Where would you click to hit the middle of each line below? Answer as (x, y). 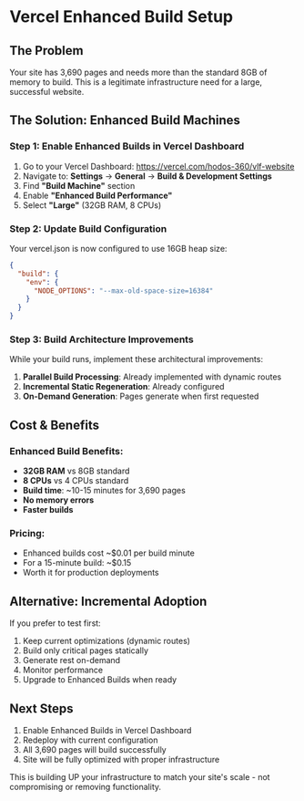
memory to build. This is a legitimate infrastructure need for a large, (136, 82)
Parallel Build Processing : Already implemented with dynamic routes (152, 377)
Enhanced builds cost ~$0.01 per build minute (109, 553)
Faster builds (48, 510)
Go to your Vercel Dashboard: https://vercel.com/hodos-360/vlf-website (158, 166)
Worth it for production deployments (91, 573)
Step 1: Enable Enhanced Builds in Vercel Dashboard (127, 146)
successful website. (47, 92)
